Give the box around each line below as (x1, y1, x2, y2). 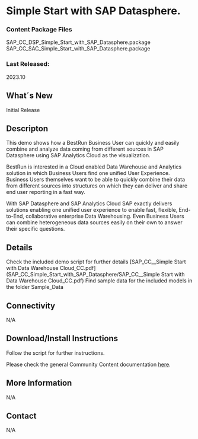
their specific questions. (6, 225, 65, 233)
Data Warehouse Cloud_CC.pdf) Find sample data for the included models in (6, 277, 193, 284)
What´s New (6, 91, 53, 101)
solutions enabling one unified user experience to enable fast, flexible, (6, 206, 178, 214)
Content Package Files (6, 26, 72, 34)
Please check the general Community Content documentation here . (6, 361, 171, 368)
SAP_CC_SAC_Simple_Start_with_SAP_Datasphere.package (6, 45, 151, 52)
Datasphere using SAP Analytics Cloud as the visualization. (6, 152, 151, 159)
